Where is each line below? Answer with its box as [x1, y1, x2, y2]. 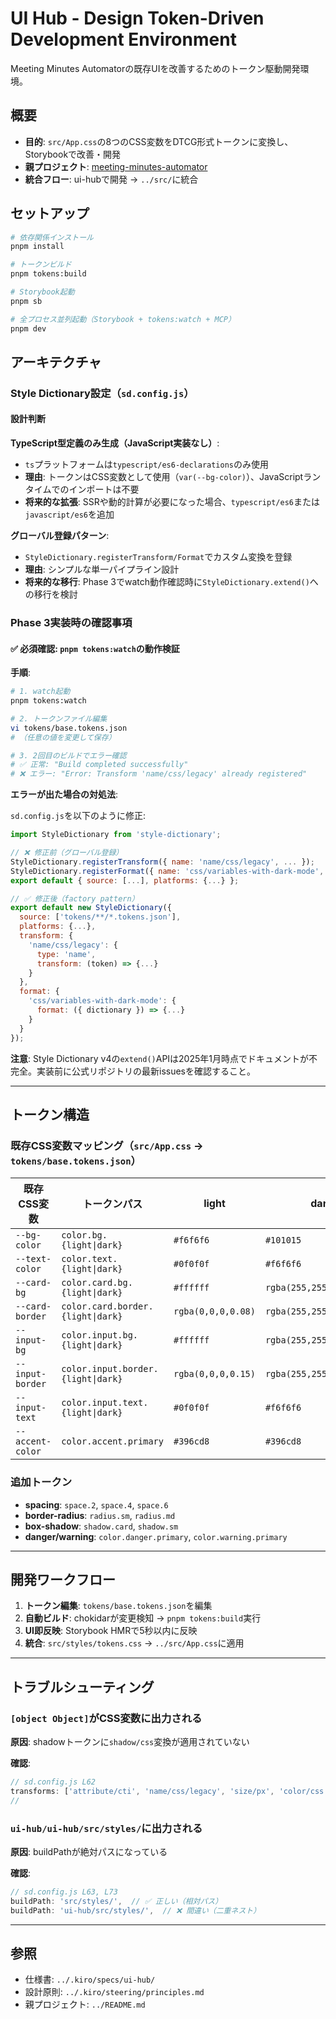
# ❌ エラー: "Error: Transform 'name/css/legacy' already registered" [10, 769, 308, 779]
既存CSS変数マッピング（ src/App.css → [10, 1138, 204, 1152]
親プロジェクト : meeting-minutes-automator [24, 160, 208, 172]
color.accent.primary [61, 1436, 164, 1447]
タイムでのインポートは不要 [24, 483, 140, 496]
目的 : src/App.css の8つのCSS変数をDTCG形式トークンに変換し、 [24, 135, 294, 147]
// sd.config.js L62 [10, 1777, 97, 1787]
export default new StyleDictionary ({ [10, 903, 172, 913]
